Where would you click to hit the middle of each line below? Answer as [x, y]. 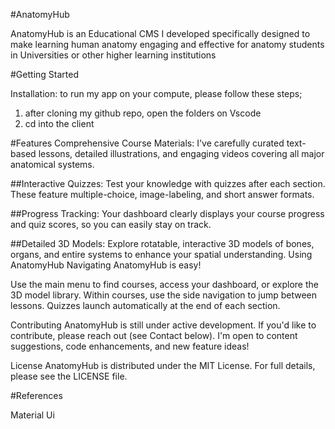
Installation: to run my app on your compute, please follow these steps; [156, 93]
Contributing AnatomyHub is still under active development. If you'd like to [163, 325]
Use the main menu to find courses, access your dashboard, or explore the [164, 284]
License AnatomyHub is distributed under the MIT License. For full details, [163, 365]
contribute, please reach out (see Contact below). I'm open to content [154, 335]
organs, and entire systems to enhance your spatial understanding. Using [161, 254]
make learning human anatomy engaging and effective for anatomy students [167, 44]
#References [36, 395]
